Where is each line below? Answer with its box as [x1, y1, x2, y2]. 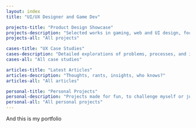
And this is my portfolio [6, 115, 62, 122]
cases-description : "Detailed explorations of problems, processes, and [6, 51, 187, 57]
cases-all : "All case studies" [6, 56, 82, 62]
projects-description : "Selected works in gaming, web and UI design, [6, 30, 181, 35]
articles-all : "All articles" [6, 78, 80, 84]
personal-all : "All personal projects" [6, 99, 103, 105]
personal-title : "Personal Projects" [6, 88, 98, 94]
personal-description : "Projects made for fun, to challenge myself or [6, 94, 184, 99]
